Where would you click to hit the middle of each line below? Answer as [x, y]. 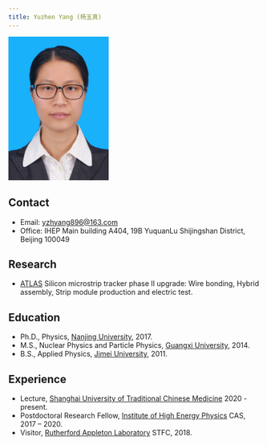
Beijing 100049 [45, 239]
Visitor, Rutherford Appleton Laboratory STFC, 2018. [106, 433]
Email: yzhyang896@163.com [69, 222]
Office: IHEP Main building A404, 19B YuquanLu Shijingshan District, [133, 231]
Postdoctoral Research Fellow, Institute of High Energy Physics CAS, [133, 416]
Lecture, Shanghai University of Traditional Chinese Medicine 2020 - [133, 398]
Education [34, 317]
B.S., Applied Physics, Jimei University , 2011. [94, 354]
